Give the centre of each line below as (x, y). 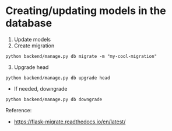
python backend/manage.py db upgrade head (58, 78)
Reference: (19, 110)
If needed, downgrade (41, 88)
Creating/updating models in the (86, 11)
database (29, 23)
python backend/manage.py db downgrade (54, 99)
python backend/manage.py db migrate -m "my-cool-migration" (81, 56)
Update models (32, 39)
